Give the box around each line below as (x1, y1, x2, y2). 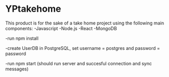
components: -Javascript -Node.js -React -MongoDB (5, 25, 117, 31)
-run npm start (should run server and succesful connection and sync (5, 60, 152, 66)
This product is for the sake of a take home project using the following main (5, 20, 164, 26)
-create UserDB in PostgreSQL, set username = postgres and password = (5, 45, 160, 51)
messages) (5, 66, 29, 72)
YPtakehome (5, 3, 61, 15)
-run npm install (5, 35, 39, 41)
